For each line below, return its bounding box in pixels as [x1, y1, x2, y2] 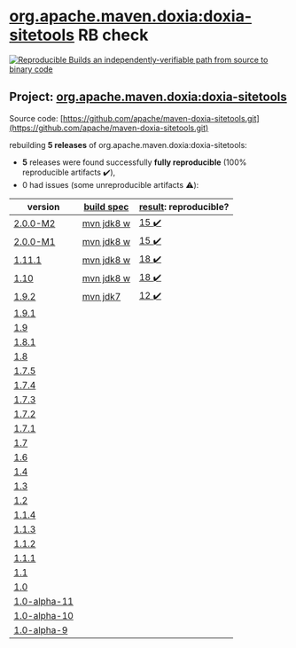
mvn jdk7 [82, 291, 121, 303]
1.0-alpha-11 [13, 595, 74, 607]
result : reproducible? [138, 200, 230, 213]
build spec [83, 200, 129, 213]
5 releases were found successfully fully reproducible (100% [21, 157, 247, 168]
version [27, 200, 60, 213]
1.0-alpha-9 [13, 623, 68, 636]
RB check [78, 25, 149, 45]
